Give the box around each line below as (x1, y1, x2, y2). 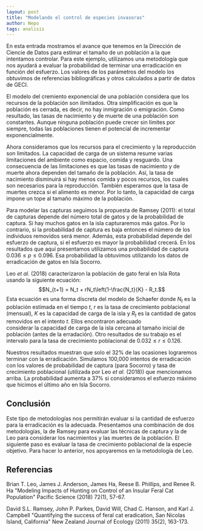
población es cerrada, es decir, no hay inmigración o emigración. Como (6, 106, 185, 113)
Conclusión (6, 399, 51, 409)
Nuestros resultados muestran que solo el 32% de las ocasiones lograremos (6, 348, 198, 356)
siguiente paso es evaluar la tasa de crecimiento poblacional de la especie (6, 441, 192, 448)
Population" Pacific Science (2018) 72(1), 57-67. (6, 493, 125, 501)
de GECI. (6, 81, 28, 89)
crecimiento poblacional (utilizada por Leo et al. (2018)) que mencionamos (6, 368, 192, 375)
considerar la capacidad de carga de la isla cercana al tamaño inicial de (6, 324, 185, 331)
